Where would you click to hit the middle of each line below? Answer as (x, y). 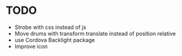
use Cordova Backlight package (55, 40)
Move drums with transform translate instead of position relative (95, 33)
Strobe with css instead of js (50, 27)
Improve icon (31, 46)
